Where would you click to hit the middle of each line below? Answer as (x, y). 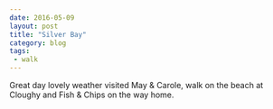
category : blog (38, 43)
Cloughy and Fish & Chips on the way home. (92, 95)
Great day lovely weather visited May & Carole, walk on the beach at (136, 85)
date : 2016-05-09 (42, 18)
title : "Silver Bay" (48, 34)
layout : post (34, 26)
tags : (19, 51)
